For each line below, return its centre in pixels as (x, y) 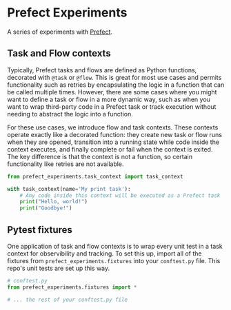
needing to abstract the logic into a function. (70, 114)
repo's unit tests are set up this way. (59, 268)
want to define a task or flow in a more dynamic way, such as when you (109, 99)
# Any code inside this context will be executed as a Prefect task (120, 195)
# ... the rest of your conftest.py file (68, 300)
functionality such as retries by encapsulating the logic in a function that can (116, 85)
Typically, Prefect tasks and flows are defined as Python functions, (102, 70)
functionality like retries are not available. (66, 164)
